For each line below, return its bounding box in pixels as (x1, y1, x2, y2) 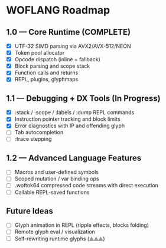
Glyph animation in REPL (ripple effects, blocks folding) (14, 221, 149, 229)
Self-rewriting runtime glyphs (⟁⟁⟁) (14, 235, 105, 242)
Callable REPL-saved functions (14, 189, 90, 196)
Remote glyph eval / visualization (14, 228, 96, 236)
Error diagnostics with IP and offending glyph (14, 122, 125, 130)
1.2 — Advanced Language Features (6, 153, 142, 163)
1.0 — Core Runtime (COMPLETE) (6, 27, 131, 37)
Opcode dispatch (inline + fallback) (14, 56, 100, 63)
